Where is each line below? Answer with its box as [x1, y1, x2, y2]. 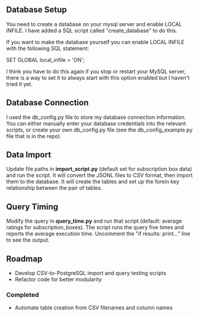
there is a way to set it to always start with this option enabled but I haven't [6, 74, 190, 81]
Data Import [6, 150, 52, 160]
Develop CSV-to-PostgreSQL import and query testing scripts [14, 270, 167, 277]
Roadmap [6, 254, 43, 264]
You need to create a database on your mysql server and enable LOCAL [6, 20, 182, 27]
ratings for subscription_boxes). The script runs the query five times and [6, 224, 184, 231]
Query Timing [6, 202, 58, 212]
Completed [6, 290, 39, 299]
